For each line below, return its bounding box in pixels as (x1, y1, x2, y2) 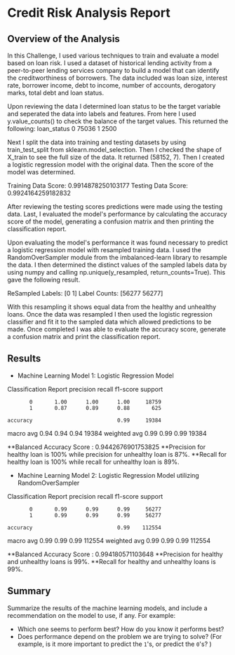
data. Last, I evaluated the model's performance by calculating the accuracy (7, 210, 227, 218)
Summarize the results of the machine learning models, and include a (7, 604, 208, 612)
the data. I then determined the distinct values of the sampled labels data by (7, 261, 227, 269)
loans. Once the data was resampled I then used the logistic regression (7, 310, 213, 318)
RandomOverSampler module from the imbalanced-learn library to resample (7, 254, 227, 261)
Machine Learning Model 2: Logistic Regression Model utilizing (17, 471, 200, 479)
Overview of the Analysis (7, 33, 121, 45)
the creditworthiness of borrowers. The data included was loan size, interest (7, 74, 228, 82)
